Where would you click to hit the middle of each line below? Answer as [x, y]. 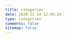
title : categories [24, 10]
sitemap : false [21, 28]
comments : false [22, 23]
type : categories [23, 19]
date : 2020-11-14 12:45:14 [33, 14]
